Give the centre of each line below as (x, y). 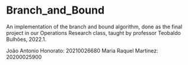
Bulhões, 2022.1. (26, 39)
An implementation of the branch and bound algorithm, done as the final (94, 27)
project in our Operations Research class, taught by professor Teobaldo (93, 32)
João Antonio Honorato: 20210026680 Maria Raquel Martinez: (82, 50)
